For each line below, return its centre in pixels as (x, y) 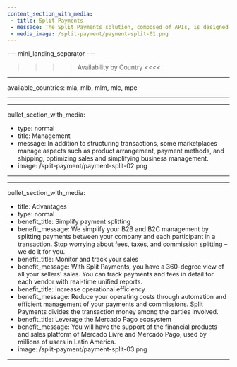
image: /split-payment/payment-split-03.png (82, 349)
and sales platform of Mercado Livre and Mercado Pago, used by (112, 334)
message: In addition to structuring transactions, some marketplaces (117, 144)
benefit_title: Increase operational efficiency (81, 289)
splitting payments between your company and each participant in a (116, 237)
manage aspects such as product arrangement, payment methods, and (121, 151)
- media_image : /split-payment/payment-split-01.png (90, 34)
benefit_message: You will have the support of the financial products (117, 327)
